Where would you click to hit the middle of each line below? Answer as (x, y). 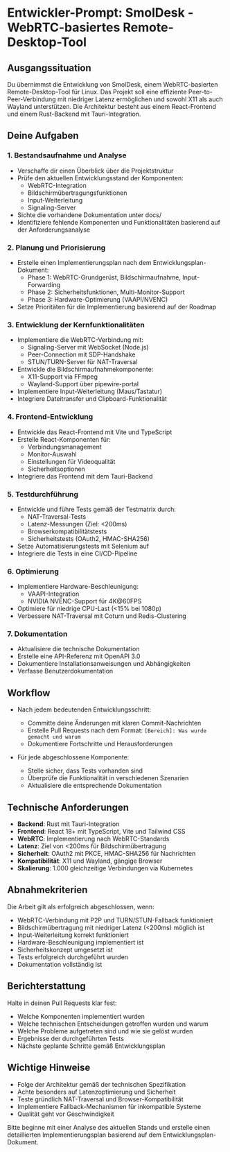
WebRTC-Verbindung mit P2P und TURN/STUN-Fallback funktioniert (115, 920)
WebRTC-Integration (57, 185)
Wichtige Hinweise (49, 1068)
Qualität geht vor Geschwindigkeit (65, 1114)
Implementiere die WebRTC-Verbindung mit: (80, 340)
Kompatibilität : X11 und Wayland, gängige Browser (90, 861)
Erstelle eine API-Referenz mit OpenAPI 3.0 (79, 656)
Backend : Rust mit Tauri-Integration (68, 824)
